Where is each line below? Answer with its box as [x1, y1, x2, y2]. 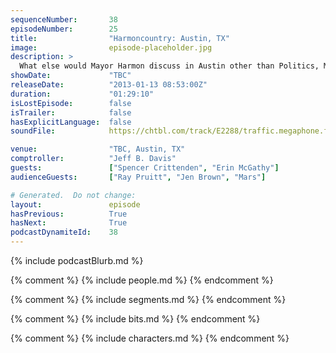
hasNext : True [10, 218, 128, 228]
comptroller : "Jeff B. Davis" [10, 154, 177, 164]
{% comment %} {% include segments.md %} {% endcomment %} [10, 294, 287, 305]
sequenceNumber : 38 [10, 14, 118, 25]
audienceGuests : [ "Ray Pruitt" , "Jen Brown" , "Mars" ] [10, 172, 267, 182]
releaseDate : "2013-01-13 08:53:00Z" [10, 80, 208, 90]
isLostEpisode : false [10, 98, 132, 108]
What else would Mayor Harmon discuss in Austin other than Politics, [19, 61, 320, 71]
